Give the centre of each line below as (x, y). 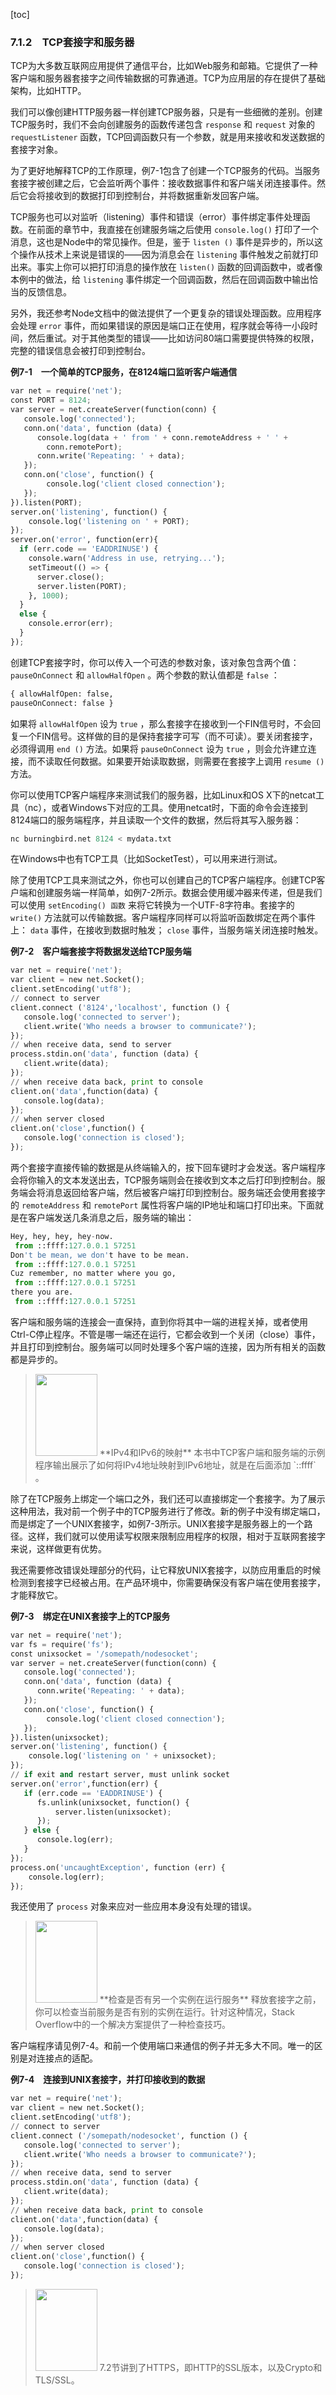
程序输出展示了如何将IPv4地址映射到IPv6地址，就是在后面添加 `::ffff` (175, 1465)
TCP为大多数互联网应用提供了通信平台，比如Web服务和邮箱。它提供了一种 (164, 66)
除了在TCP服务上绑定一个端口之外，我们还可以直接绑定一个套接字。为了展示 (168, 1498)
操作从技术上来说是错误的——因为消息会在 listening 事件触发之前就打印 (168, 255)
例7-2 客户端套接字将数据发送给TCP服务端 (101, 951)
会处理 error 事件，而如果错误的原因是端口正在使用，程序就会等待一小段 (160, 326)
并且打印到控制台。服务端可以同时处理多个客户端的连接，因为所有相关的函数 (168, 1346)
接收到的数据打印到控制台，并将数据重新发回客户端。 (154, 196)
